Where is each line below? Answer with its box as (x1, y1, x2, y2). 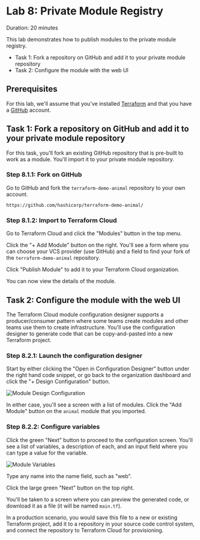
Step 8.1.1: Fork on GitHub (6, 170, 82, 179)
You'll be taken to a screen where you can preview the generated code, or (6, 496, 190, 503)
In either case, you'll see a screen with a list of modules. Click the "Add (6, 401, 182, 408)
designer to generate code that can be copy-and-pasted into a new (6, 330, 173, 337)
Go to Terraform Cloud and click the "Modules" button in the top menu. (6, 230, 182, 237)
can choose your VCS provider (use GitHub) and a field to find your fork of (6, 248, 190, 255)
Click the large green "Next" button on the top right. (6, 484, 135, 491)
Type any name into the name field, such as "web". (6, 472, 132, 479)
